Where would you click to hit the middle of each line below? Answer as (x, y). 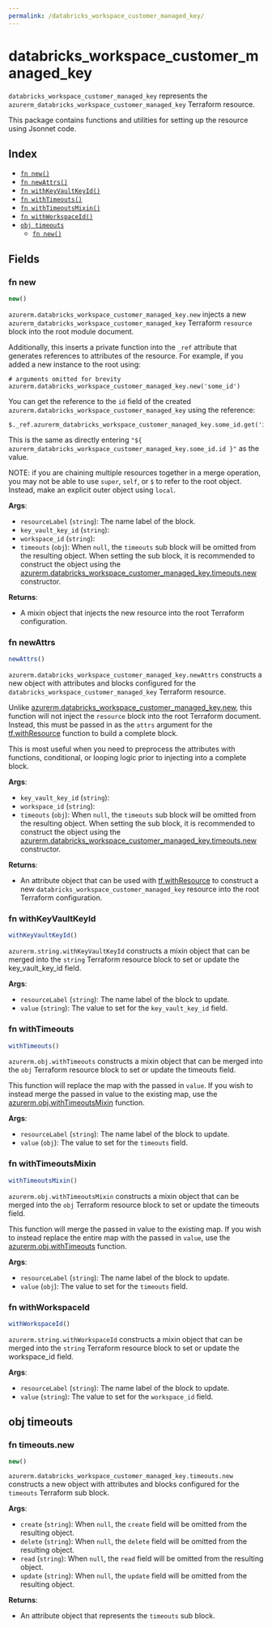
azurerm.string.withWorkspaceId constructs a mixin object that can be (125, 1339)
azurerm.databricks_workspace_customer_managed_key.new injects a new (127, 314)
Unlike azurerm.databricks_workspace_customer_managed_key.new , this (130, 708)
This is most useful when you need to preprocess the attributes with (122, 749)
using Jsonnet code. (42, 128)
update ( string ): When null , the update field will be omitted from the (134, 1576)
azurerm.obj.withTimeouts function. (68, 1246)
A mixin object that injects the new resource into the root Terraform (132, 613)
